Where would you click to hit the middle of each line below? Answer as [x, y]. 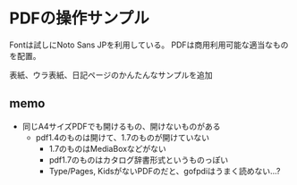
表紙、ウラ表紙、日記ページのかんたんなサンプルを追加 [111, 75]
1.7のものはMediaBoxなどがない [108, 148]
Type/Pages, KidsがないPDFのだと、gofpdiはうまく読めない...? [165, 171]
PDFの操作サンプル [79, 18]
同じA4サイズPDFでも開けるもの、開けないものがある [121, 126]
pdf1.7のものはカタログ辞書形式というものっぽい [139, 160]
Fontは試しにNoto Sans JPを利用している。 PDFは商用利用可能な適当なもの [149, 45]
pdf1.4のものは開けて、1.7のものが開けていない [123, 137]
